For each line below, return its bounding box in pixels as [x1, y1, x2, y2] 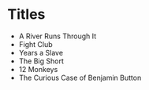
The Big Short [18, 56, 65, 66]
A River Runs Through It [18, 31, 97, 41]
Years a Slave [18, 48, 64, 57]
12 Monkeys [18, 64, 58, 74]
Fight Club [18, 39, 53, 49]
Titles [7, 5, 46, 23]
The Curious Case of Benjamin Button [18, 73, 142, 82]
